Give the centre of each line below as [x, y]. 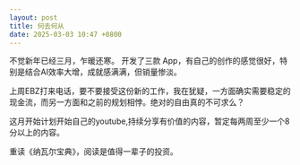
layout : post [34, 17]
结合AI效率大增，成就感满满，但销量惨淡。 [103, 72]
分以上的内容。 [37, 133]
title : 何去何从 [37, 26]
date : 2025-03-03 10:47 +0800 [66, 34]
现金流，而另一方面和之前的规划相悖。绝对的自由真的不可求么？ [127, 102]
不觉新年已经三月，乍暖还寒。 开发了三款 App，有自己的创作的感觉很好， [145, 61]
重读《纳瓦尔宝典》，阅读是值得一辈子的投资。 [94, 152]
